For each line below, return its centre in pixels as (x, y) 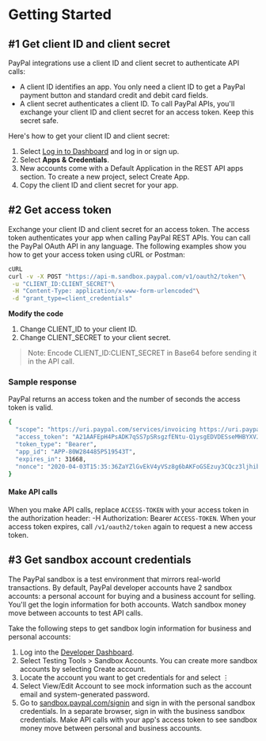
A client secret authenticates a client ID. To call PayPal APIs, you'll (127, 104)
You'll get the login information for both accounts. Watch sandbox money (127, 604)
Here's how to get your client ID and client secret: (89, 136)
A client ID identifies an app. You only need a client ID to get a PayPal (132, 87)
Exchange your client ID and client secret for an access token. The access (129, 229)
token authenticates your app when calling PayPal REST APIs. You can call (129, 237)
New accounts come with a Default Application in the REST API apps (131, 168)
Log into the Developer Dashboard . (77, 652)
